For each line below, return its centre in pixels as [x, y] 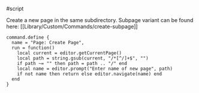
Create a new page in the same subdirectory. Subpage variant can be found [100, 20]
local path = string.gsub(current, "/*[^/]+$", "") [83, 58]
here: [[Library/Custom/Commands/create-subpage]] [72, 27]
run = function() [33, 48]
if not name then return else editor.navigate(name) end [90, 74]
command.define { [28, 38]
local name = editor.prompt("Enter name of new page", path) [95, 69]
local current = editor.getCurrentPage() [69, 53]
